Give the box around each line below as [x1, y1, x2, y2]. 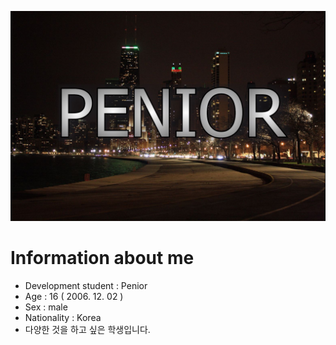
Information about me [10, 246, 195, 269]
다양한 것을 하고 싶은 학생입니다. [24, 323, 151, 335]
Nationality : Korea [24, 311, 102, 323]
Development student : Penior [24, 279, 148, 291]
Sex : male [24, 301, 68, 313]
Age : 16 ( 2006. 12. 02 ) [24, 290, 124, 302]
